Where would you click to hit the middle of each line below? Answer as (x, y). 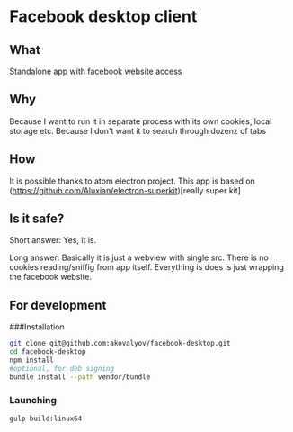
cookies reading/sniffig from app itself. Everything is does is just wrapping (147, 267)
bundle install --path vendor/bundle (80, 377)
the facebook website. (51, 277)
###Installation (37, 327)
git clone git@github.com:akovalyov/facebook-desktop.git (120, 344)
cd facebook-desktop (48, 352)
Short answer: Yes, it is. (53, 240)
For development (58, 305)
